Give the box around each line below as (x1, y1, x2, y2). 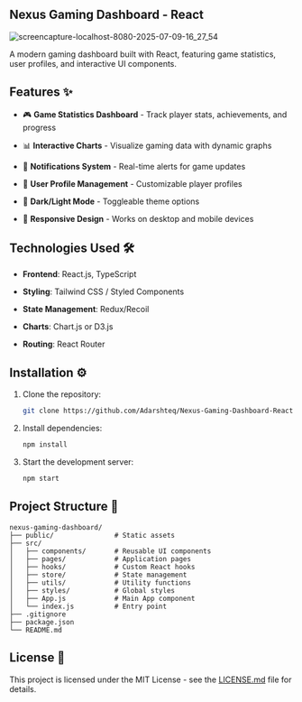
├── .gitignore (9, 609, 67, 619)
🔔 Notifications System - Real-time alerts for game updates (22, 161, 246, 171)
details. (9, 683, 37, 694)
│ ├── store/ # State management (9, 570, 188, 579)
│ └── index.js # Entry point (9, 602, 168, 611)
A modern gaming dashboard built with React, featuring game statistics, (9, 49, 277, 60)
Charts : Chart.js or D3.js (22, 321, 114, 332)
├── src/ (9, 539, 42, 548)
